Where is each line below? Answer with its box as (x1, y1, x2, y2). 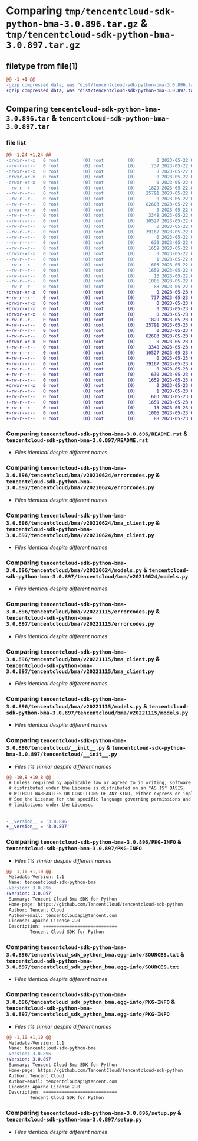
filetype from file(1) (6, 61, 78, 71)
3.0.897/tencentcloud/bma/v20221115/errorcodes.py (6, 620, 154, 628)
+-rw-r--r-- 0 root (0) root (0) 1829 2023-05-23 (6, 317, 189, 323)
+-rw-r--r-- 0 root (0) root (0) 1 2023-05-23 (6, 388, 189, 394)
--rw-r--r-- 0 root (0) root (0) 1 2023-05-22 (6, 256, 189, 262)
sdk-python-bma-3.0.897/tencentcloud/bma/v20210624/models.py (6, 573, 189, 580)
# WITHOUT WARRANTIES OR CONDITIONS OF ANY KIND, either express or (8, 791, 181, 797)
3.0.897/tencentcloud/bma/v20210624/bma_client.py (6, 532, 154, 538)
